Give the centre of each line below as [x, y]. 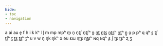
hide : [10, 9]
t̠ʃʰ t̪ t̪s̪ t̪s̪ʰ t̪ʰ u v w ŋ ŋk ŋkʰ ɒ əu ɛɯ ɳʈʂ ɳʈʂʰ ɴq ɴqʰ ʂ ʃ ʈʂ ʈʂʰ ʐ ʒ [69, 38]
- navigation [18, 18]
